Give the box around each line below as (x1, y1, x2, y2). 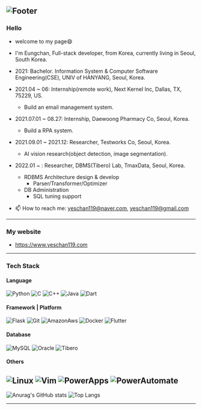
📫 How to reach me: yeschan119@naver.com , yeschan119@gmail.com (14, 204, 189, 212)
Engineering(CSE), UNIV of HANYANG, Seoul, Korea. (14, 73, 145, 81)
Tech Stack (6, 262, 40, 270)
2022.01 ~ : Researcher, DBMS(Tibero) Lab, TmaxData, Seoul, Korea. (14, 162, 185, 169)
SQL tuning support (32, 192, 82, 200)
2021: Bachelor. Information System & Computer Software (14, 67, 158, 75)
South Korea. (14, 55, 47, 63)
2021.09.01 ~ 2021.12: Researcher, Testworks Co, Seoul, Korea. (14, 138, 171, 145)
